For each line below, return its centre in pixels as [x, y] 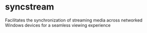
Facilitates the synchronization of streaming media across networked [74, 20]
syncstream [29, 7]
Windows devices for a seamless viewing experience [58, 25]
